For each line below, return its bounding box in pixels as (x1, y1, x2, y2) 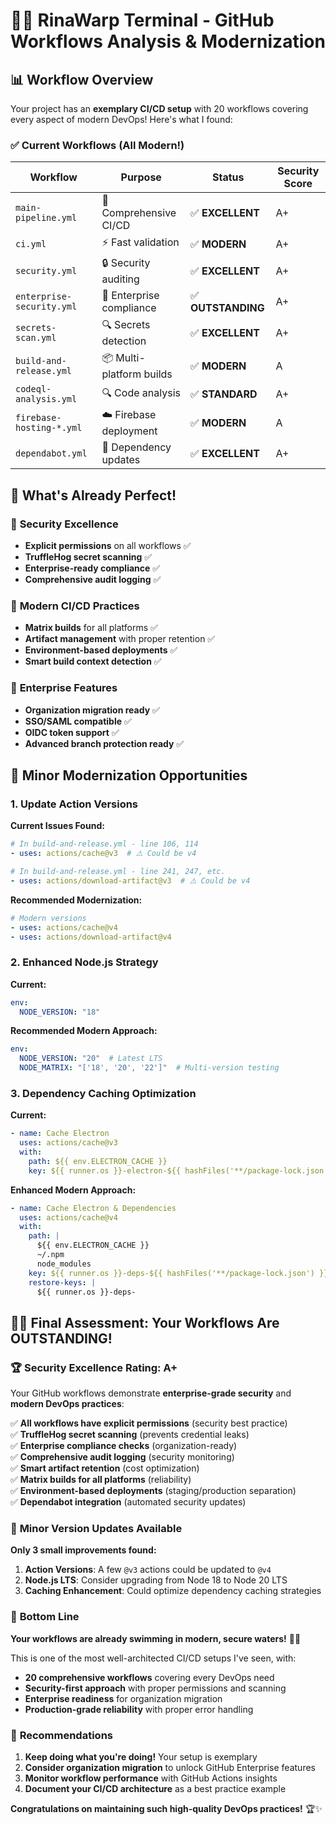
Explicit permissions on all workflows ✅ (24, 539, 192, 551)
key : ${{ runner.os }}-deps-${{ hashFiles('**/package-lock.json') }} (28, 1268, 329, 1278)
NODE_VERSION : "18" (19, 1007, 101, 1017)
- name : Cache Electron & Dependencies (10, 1203, 177, 1213)
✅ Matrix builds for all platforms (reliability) (10, 1474, 192, 1486)
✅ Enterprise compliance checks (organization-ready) (10, 1440, 238, 1452)
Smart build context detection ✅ (24, 655, 162, 668)
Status (212, 170, 245, 184)
